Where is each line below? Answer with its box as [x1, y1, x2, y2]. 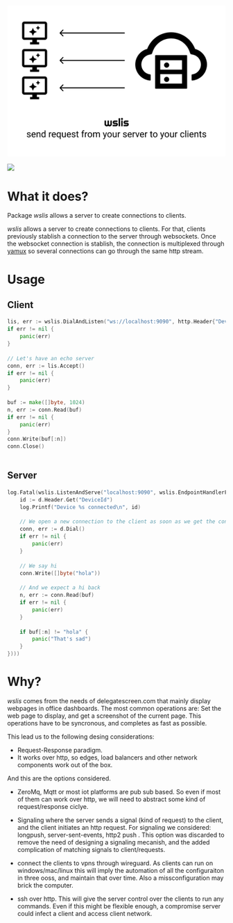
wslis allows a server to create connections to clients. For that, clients [7, 225, 206, 233]
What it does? [7, 188, 89, 204]
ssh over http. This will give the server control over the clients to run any [17, 894, 224, 903]
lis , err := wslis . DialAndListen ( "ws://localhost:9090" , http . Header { [7, 319, 216, 326]
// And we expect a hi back [19, 584, 101, 591]
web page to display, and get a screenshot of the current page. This [7, 712, 202, 720]
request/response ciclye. [17, 802, 89, 810]
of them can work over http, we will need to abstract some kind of [17, 795, 206, 803]
